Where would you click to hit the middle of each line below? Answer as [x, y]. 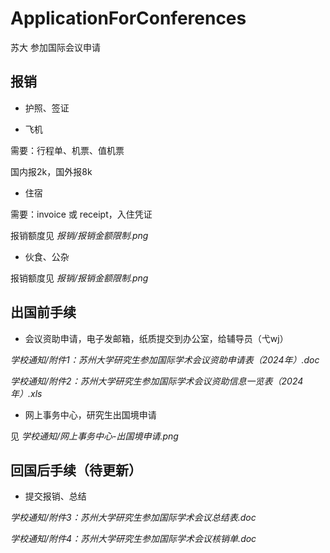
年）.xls [26, 393]
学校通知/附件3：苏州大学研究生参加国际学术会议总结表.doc [133, 518]
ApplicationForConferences [128, 18]
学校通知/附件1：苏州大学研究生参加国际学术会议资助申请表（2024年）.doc [165, 359]
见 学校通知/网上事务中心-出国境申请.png [94, 436]
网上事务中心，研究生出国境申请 [90, 414]
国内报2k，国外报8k [51, 171]
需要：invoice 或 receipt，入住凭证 [81, 214]
